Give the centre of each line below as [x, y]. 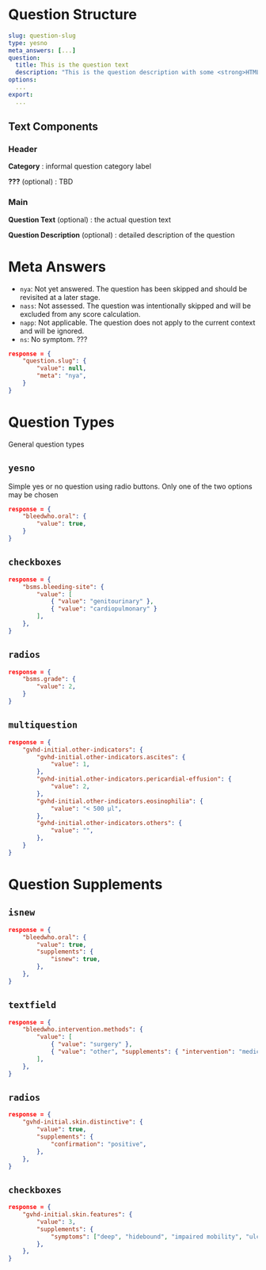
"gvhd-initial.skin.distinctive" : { [83, 1122]
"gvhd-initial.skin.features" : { [78, 1215]
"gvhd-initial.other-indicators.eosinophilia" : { [120, 801]
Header [23, 149]
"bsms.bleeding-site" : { [63, 587]
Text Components [53, 127]
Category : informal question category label [80, 166]
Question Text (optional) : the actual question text [90, 219]
